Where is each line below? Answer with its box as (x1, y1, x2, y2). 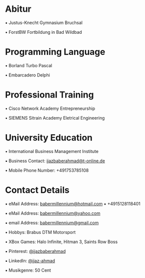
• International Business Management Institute (5, 148, 99, 154)
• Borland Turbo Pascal (5, 62, 52, 68)
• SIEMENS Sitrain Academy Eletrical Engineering (5, 115, 105, 121)
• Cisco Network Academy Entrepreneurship (5, 105, 96, 111)
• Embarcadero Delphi (5, 72, 50, 78)
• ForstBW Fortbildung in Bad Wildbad (5, 29, 82, 35)
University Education (5, 132, 93, 143)
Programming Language (5, 47, 105, 57)
